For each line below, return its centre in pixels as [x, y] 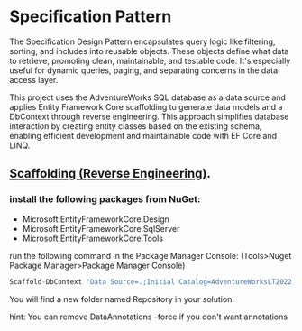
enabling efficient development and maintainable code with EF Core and [143, 135]
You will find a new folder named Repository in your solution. [122, 299]
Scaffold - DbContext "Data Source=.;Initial [92, 281]
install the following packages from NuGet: [105, 199]
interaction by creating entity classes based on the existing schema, [136, 126]
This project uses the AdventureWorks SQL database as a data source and [148, 97]
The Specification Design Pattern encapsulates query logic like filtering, [142, 41]
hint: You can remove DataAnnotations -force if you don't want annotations [149, 317]
